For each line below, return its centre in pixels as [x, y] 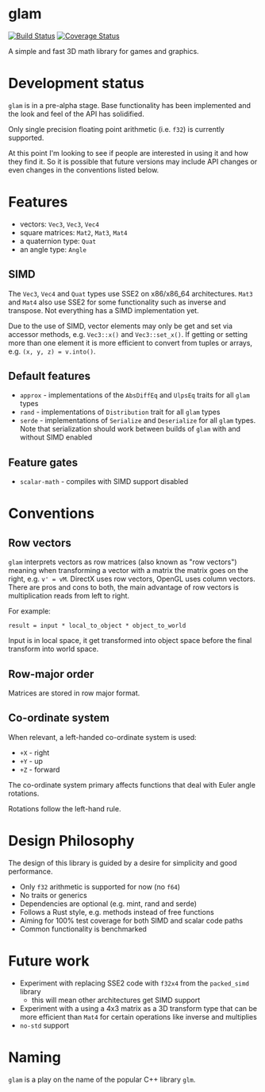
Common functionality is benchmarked [83, 929]
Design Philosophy [71, 841]
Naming [35, 1057]
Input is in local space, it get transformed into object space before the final [130, 641]
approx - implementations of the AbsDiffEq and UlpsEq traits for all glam [134, 395]
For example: [30, 611]
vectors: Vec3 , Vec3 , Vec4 [59, 224]
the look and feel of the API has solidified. [76, 114]
